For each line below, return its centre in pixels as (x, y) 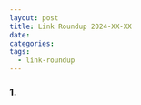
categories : (32, 43)
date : (20, 35)
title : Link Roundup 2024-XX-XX (70, 26)
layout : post (34, 18)
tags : (20, 52)
